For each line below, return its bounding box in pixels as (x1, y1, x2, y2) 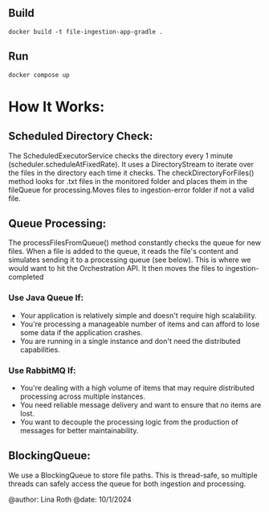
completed (8, 272, 44, 282)
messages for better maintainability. (19, 426, 139, 436)
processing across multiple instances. (19, 391, 146, 401)
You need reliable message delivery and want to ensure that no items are (19, 400, 262, 410)
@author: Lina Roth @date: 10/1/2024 (8, 494, 132, 504)
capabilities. (19, 345, 60, 354)
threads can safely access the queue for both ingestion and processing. (8, 478, 247, 489)
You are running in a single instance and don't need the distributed (19, 336, 241, 346)
